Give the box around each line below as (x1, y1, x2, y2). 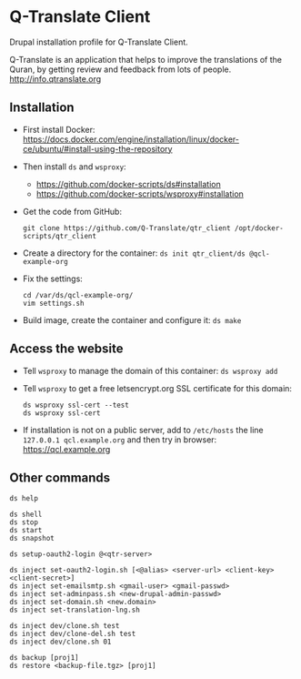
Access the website (9, 341, 124, 357)
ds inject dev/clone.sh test (9, 622, 120, 631)
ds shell (9, 510, 43, 520)
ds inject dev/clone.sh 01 (9, 637, 112, 647)
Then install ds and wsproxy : (22, 161, 126, 172)
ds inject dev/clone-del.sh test (9, 630, 136, 639)
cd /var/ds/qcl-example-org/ (22, 290, 134, 299)
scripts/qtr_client (22, 231, 97, 240)
